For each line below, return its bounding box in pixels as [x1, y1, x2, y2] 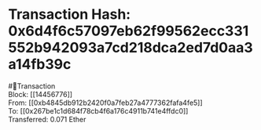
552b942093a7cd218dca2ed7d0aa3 [8, 39, 253, 56]
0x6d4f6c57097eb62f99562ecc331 [8, 22, 249, 40]
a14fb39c [8, 56, 72, 74]
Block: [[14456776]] [8, 89, 73, 99]
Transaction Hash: [8, 5, 131, 23]
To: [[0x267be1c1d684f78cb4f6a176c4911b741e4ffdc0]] [8, 106, 189, 115]
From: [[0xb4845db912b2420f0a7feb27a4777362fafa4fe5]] [8, 98, 203, 107]
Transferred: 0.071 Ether [8, 114, 86, 124]
